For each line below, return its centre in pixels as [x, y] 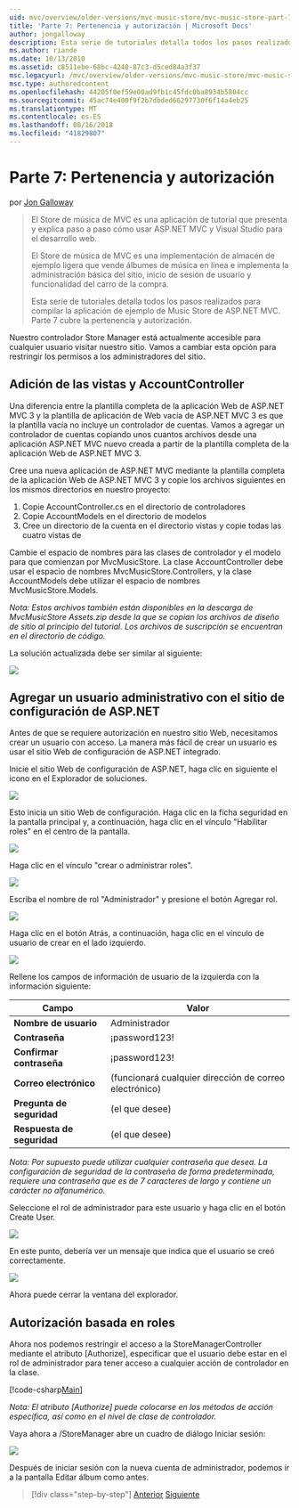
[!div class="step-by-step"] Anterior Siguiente [115, 1495]
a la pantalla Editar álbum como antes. [79, 1477]
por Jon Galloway [41, 202]
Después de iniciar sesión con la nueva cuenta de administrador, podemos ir [149, 1468]
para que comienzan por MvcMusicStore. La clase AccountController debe [146, 561]
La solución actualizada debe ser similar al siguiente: [106, 653]
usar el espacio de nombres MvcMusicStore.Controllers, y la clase [130, 571]
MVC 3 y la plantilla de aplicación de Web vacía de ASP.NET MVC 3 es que [146, 415]
